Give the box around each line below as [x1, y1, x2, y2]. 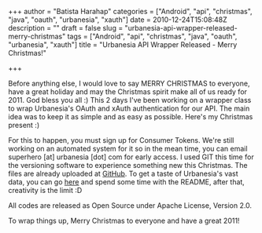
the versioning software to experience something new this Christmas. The [8, 161, 248, 169]
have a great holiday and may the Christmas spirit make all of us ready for [8, 87, 248, 96]
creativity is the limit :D [8, 186, 83, 195]
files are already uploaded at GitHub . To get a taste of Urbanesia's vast [8, 169, 238, 178]
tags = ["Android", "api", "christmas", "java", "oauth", [67, 31, 238, 41]
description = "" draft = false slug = [8, 24, 124, 32]
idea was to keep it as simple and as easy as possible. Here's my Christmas [8, 112, 253, 121]
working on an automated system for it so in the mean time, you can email [8, 144, 248, 153]
